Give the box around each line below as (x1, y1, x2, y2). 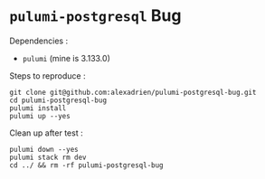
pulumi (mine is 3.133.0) (22, 52, 110, 63)
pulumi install (9, 103, 67, 113)
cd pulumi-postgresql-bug (9, 96, 107, 105)
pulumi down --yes (9, 145, 79, 154)
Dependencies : (9, 35, 69, 46)
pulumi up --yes (9, 111, 71, 120)
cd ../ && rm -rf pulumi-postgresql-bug (9, 160, 165, 170)
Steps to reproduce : (9, 70, 86, 81)
